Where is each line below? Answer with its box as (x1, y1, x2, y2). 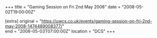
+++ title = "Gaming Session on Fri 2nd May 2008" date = (5, 4, 121, 9)
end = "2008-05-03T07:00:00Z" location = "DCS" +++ (5, 28, 115, 34)
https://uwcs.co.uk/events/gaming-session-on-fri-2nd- (41, 19, 152, 24)
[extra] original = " (5, 19, 42, 24)
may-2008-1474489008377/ (5, 23, 62, 29)
